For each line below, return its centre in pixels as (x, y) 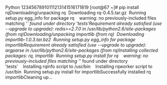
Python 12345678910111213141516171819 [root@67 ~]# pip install (72, 7)
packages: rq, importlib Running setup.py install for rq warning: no (77, 56)
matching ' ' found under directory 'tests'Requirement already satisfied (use (84, 23)
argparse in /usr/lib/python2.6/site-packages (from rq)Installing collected (81, 50)
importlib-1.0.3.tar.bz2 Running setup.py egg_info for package (70, 39)
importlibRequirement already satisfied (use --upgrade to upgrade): (76, 45)
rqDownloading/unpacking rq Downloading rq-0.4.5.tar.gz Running (76, 13)
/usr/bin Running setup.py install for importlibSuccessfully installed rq (78, 72)
